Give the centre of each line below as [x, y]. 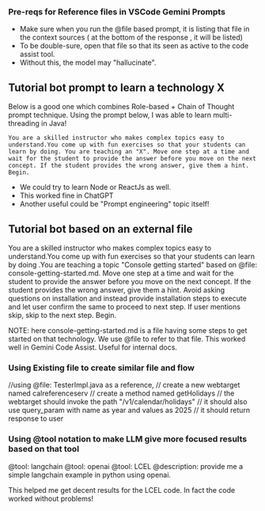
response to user [36, 418]
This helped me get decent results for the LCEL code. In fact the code [122, 490]
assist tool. [37, 55]
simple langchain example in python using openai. [90, 475]
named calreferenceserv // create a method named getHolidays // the [121, 393]
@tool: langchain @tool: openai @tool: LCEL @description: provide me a [126, 466]
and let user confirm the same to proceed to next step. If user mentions [125, 306]
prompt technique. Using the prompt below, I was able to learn [110, 115]
